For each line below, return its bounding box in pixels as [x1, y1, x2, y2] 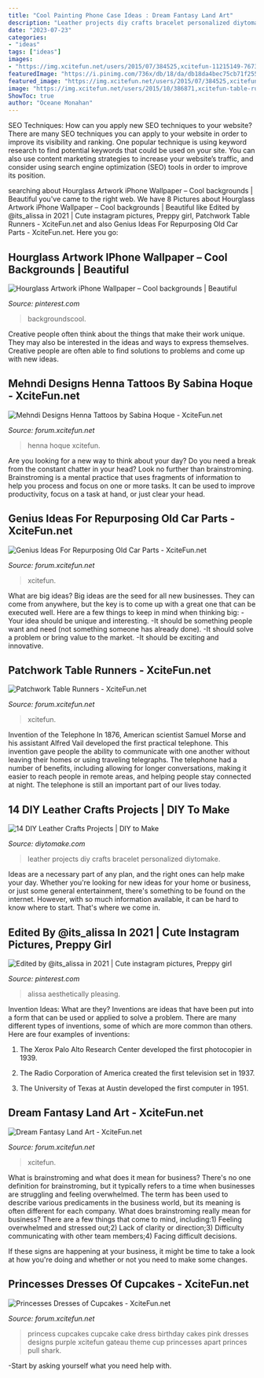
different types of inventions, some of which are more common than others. [8, 1021, 253, 1030]
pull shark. [27, 1345, 62, 1355]
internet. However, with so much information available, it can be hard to [8, 895, 240, 904]
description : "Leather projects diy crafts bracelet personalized [8, 19, 230, 27]
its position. [8, 170, 46, 181]
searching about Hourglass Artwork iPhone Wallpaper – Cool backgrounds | [8, 186, 253, 196]
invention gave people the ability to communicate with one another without [8, 747, 250, 757]
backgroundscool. [27, 313, 86, 323]
